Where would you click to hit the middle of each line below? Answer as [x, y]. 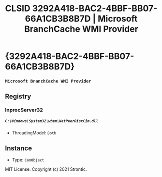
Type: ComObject [28, 160]
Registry [18, 96]
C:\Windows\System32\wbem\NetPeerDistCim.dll [52, 121]
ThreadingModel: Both [34, 133]
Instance [19, 148]
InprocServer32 [24, 110]
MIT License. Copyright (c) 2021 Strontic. [46, 169]
